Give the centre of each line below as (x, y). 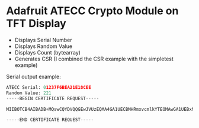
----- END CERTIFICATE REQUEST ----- (50, 120)
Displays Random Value (44, 46)
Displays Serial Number (43, 40)
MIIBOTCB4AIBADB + (28, 109)
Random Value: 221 (29, 93)
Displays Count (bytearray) (48, 52)
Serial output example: (33, 76)
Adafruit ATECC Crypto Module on (92, 11)
